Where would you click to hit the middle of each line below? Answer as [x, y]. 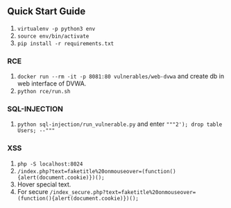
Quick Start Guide [46, 11]
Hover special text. [44, 184]
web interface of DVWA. [52, 83]
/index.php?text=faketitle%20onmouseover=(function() [96, 171]
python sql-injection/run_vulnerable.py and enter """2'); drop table [120, 124]
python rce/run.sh [44, 92]
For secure [33, 191]
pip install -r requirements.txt [66, 43]
